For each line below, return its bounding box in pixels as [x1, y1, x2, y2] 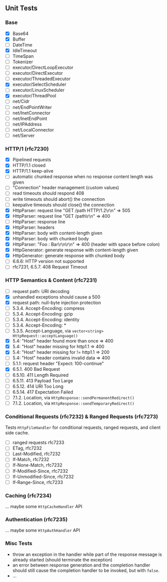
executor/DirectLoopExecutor [12, 65, 74, 71]
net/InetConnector [12, 110, 51, 116]
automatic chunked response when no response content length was [12, 174, 153, 180]
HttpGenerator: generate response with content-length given [12, 247, 138, 253]
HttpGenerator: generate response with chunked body [12, 253, 125, 259]
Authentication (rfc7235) [5, 516, 68, 523]
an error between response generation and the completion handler [12, 562, 150, 568]
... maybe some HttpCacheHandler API [5, 504, 83, 509]
